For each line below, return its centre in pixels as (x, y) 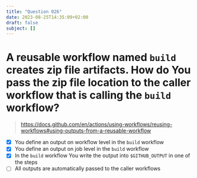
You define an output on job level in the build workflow (82, 149)
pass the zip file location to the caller (98, 83)
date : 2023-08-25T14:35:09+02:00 (47, 17)
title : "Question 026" (34, 12)
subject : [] (21, 28)
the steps (26, 162)
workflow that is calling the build (89, 95)
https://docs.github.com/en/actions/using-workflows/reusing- (96, 125)
